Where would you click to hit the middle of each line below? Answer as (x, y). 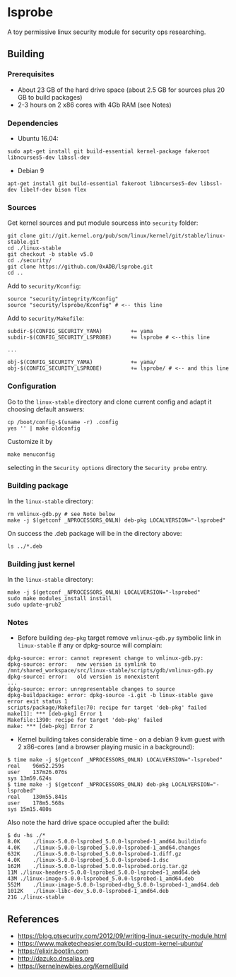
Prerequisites (31, 74)
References (33, 919)
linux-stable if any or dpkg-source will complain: (90, 645)
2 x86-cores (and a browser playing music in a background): (106, 747)
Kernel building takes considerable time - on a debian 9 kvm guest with (121, 739)
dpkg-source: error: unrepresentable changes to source (91, 689)
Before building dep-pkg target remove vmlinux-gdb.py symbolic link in (119, 638)
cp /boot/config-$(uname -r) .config (63, 422)
